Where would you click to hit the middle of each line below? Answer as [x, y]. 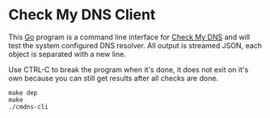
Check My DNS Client [82, 15]
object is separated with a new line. [67, 54]
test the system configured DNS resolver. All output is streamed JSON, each [135, 45]
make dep [23, 93]
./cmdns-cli [28, 107]
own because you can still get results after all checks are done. [114, 78]
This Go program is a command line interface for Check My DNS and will [129, 37]
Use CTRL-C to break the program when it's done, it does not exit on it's [129, 69]
